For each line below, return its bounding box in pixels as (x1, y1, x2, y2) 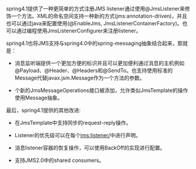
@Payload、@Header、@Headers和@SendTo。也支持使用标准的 (14, 67, 173, 74)
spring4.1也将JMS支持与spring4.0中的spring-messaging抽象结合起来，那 (6, 40, 183, 47)
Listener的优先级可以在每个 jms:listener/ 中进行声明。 (14, 132, 141, 138)
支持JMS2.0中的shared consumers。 (14, 157, 104, 164)
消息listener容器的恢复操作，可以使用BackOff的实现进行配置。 (14, 144, 165, 151)
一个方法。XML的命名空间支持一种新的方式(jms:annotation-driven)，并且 (11, 12, 188, 19)
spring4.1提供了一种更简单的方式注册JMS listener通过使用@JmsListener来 (6, 5, 185, 12)
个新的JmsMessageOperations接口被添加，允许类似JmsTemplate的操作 (14, 87, 188, 94)
